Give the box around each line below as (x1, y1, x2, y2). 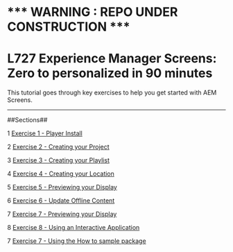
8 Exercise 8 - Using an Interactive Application (7, 224, 140, 232)
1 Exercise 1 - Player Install (7, 129, 83, 137)
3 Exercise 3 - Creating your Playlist (7, 156, 110, 165)
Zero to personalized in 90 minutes (7, 65, 213, 81)
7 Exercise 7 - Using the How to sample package (7, 237, 147, 245)
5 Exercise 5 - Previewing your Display (7, 183, 118, 192)
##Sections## (7, 116, 48, 124)
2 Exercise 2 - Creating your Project (7, 143, 110, 151)
